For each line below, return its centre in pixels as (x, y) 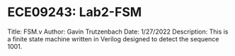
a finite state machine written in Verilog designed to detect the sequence (113, 38)
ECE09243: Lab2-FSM (75, 12)
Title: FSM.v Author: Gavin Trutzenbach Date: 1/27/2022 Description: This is (118, 31)
